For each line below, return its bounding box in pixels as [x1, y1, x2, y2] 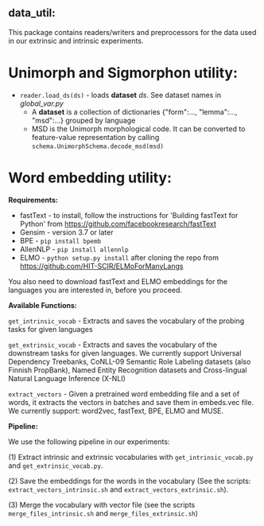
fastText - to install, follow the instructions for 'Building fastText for [19, 210, 239, 220]
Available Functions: [8, 300, 78, 310]
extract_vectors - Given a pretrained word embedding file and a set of [8, 389, 240, 399]
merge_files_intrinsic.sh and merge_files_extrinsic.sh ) [8, 508, 199, 518]
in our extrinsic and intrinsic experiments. [8, 36, 144, 45]
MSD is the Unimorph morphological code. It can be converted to [31, 123, 246, 134]
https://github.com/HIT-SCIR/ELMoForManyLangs [19, 261, 184, 271]
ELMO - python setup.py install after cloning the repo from [19, 252, 219, 262]
